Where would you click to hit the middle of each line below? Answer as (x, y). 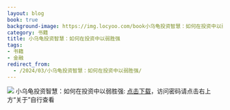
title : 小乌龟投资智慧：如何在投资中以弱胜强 (64, 39)
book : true (23, 20)
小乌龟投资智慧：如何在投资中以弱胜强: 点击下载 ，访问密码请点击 (107, 91)
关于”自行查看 (35, 99)
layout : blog (26, 13)
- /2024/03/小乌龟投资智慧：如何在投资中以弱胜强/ (78, 70)
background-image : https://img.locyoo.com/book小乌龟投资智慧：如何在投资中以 (114, 26)
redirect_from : (29, 64)
